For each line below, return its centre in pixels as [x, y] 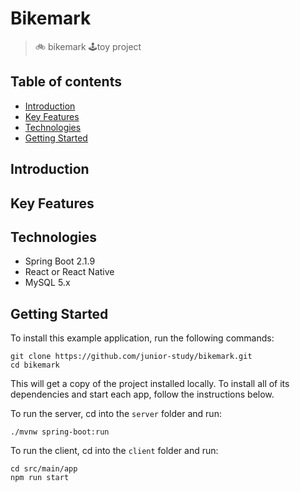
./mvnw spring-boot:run [60, 432]
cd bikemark [35, 365]
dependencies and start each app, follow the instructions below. [142, 394]
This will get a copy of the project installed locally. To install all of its [150, 384]
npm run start [40, 478]
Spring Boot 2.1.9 [60, 261]
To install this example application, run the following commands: [142, 338]
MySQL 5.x [47, 283]
